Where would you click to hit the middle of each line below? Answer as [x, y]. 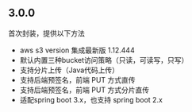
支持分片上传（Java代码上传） [69, 70]
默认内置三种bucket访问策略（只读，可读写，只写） [104, 60]
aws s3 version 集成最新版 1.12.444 [77, 50]
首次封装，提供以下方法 [46, 33]
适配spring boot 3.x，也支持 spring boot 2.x [91, 99]
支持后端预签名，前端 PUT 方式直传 [78, 79]
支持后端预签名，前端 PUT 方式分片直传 [84, 90]
